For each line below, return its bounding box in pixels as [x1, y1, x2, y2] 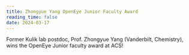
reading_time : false [6, 14, 58, 20]
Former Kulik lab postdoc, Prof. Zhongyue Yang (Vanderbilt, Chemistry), [6, 36, 184, 43]
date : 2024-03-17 [6, 20, 50, 25]
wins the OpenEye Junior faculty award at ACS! [6, 42, 124, 49]
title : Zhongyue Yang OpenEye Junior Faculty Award [6, 8, 138, 15]
